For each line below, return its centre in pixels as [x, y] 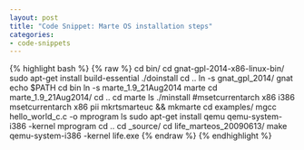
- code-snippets [40, 43]
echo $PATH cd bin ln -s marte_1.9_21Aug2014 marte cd [113, 88]
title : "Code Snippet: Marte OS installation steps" [111, 26]
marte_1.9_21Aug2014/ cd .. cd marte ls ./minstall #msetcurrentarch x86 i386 [152, 98]
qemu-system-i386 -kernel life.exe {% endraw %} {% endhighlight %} [141, 136]
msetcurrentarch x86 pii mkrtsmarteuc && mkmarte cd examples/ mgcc [143, 107]
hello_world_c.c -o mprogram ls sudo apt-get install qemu [117, 117]
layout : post [34, 18]
